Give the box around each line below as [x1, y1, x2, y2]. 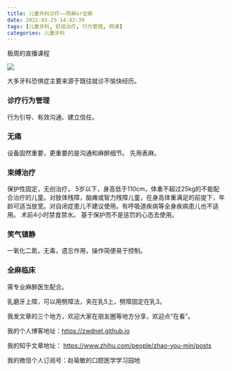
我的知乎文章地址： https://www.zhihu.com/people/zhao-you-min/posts [7, 341, 212, 350]
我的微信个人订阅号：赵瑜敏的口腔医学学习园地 [7, 356, 140, 364]
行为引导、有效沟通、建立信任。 [7, 113, 98, 121]
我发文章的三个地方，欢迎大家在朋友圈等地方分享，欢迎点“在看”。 [7, 312, 195, 320]
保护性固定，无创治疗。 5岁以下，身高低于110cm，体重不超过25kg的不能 [7, 184, 214, 193]
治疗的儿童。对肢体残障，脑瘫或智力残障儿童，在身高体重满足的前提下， [12, 193, 219, 202]
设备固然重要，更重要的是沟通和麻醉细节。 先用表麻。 [7, 149, 160, 157]
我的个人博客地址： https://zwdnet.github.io [7, 326, 130, 335]
